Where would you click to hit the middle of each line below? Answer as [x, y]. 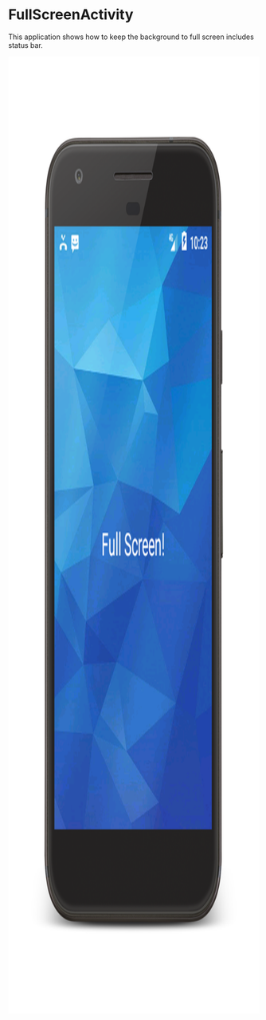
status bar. [26, 45]
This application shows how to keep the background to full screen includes [131, 37]
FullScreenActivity [71, 15]
